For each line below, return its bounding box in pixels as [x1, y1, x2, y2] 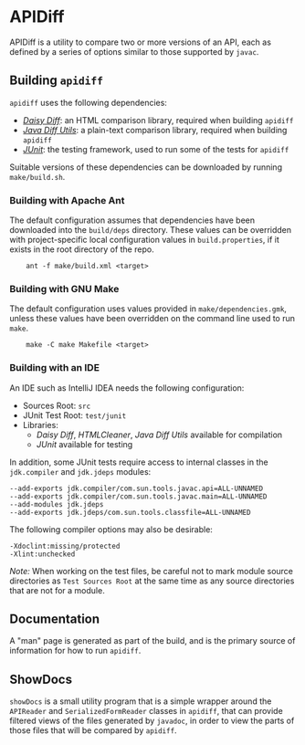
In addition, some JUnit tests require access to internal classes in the [9, 456, 268, 467]
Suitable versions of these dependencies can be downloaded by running [9, 162, 283, 173]
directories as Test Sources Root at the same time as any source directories [9, 575, 295, 586]
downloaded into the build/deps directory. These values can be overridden [9, 225, 292, 236]
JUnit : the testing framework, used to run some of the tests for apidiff [22, 143, 289, 154]
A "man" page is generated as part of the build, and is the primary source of [9, 635, 296, 646]
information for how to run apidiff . [9, 645, 142, 656]
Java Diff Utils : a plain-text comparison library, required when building [22, 124, 288, 135]
